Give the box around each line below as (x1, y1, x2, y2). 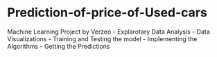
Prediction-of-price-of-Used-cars (7, 5, 208, 21)
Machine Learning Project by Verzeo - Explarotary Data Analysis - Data (7, 27, 210, 36)
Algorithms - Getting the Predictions (7, 42, 110, 50)
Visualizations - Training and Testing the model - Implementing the (7, 34, 198, 43)
